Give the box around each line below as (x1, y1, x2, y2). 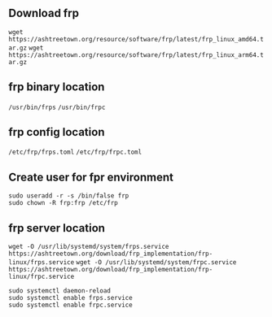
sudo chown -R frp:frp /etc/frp (8, 199, 118, 207)
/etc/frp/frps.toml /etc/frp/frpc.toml (8, 148, 143, 157)
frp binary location (8, 80, 105, 94)
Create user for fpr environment (8, 170, 173, 184)
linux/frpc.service (8, 272, 75, 281)
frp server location (8, 221, 106, 235)
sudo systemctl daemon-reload (8, 287, 112, 295)
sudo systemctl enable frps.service (8, 294, 133, 302)
